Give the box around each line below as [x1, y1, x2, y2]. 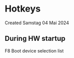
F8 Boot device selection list [5, 47, 64, 53]
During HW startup [5, 34, 66, 43]
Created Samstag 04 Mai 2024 [5, 20, 69, 26]
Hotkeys [5, 3, 41, 15]
